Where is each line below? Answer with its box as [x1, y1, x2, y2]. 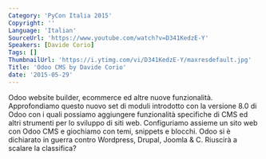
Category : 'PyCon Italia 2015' [8, 11, 113, 20]
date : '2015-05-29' [8, 71, 73, 79]
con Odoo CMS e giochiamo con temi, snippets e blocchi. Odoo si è [8, 126, 231, 136]
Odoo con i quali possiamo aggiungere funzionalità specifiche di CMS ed [8, 109, 248, 119]
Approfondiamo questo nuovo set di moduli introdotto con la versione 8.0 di [8, 101, 257, 111]
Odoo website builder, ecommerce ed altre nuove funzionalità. [8, 92, 213, 102]
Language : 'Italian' [8, 26, 77, 34]
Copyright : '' [8, 19, 56, 27]
